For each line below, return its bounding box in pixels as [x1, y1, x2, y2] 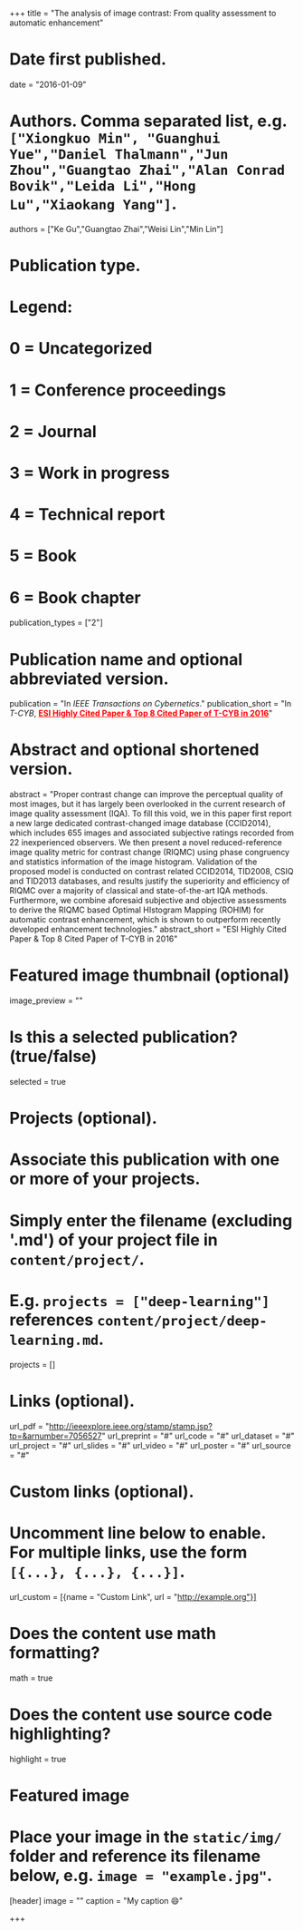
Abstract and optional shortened [9, 739, 260, 760]
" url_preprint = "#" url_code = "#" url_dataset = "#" [101, 1430, 295, 1441]
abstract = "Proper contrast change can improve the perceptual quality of [9, 789, 283, 800]
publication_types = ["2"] [9, 617, 103, 629]
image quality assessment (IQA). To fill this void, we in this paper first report [9, 808, 292, 819]
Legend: [9, 297, 73, 317]
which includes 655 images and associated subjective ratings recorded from [9, 827, 295, 838]
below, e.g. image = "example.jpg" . [9, 1865, 273, 1886]
